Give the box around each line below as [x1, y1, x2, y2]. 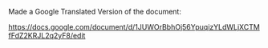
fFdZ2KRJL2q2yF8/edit [8, 31, 86, 40]
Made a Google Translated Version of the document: [8, 7, 182, 16]
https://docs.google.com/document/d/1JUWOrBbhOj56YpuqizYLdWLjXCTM [8, 22, 261, 31]
